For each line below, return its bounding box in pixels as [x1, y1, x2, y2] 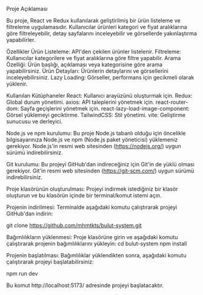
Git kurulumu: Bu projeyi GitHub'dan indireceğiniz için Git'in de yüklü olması [6, 161, 195, 168]
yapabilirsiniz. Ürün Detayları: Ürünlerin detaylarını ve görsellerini [6, 67, 168, 75]
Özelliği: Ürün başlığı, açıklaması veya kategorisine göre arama [6, 61, 162, 68]
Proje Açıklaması [6, 5, 48, 12]
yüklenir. [6, 80, 28, 87]
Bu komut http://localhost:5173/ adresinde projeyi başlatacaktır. [6, 282, 164, 289]
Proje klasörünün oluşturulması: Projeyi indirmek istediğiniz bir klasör [6, 185, 178, 192]
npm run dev [6, 270, 38, 277]
